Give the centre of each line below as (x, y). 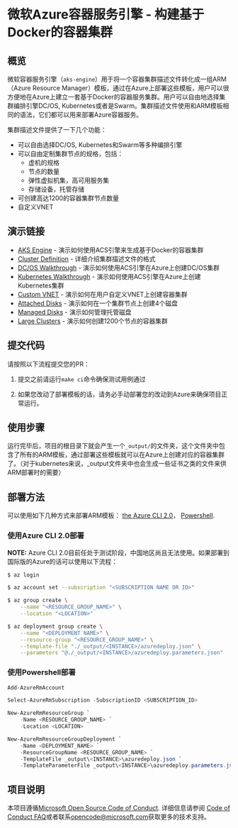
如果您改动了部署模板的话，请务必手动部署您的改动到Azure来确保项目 (119, 394)
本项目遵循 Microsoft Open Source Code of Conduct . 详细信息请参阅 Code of (119, 808)
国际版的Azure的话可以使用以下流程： (63, 561)
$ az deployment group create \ (55, 626)
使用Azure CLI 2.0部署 (46, 535)
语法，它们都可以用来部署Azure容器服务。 (81, 115)
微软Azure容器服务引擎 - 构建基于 (106, 15)
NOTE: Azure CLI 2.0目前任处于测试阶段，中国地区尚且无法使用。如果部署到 (119, 552)
